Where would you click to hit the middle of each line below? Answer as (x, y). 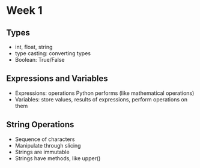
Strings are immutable (42, 152)
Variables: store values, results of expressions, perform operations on (101, 99)
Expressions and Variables (57, 79)
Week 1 (24, 10)
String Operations (40, 124)
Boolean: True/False (40, 60)
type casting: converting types (53, 53)
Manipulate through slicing (48, 145)
